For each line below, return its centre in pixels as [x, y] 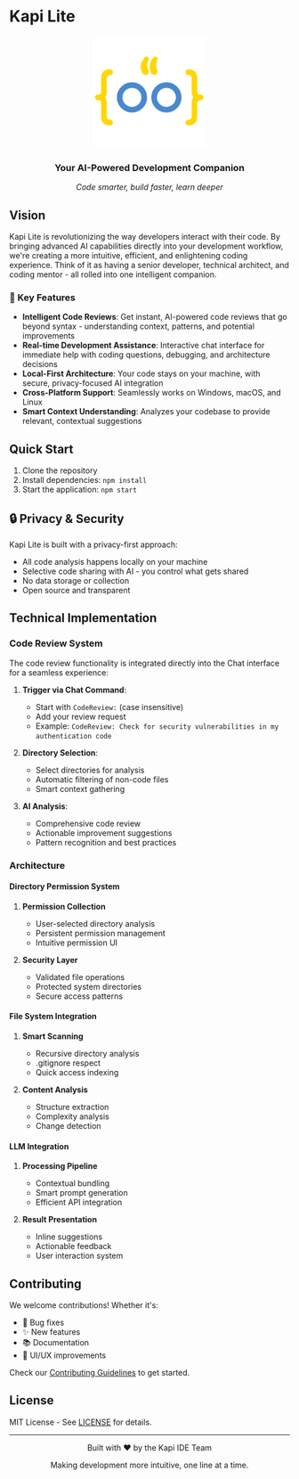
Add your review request [81, 716]
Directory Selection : [60, 752]
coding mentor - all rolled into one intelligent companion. [113, 274]
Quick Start [41, 449]
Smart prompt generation [82, 1193]
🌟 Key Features [42, 298]
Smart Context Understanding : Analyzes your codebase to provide [146, 412]
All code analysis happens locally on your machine [115, 561]
